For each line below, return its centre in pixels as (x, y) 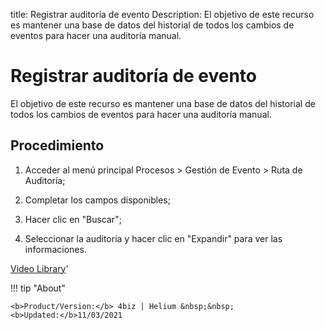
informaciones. (55, 249)
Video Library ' (39, 268)
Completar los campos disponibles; (97, 200)
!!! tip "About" (38, 288)
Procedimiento (57, 145)
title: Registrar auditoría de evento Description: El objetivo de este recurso (162, 14)
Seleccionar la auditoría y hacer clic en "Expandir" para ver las (153, 238)
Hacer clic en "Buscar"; (73, 219)
